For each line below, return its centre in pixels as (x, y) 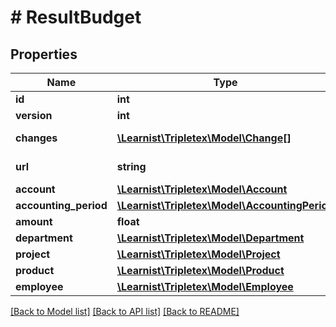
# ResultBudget (76, 17)
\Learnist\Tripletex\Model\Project (198, 254)
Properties (44, 54)
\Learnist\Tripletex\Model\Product (200, 270)
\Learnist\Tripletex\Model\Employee (205, 286)
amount (34, 221)
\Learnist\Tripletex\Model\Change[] (204, 138)
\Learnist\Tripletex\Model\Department (210, 238)
